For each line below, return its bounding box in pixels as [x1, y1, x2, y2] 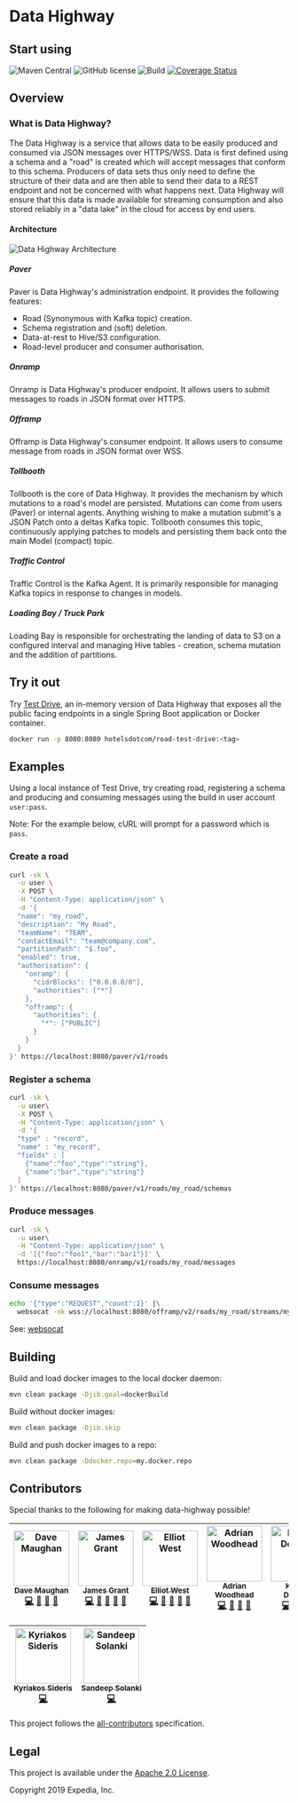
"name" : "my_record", [17, 1143, 101, 1151]
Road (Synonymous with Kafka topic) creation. [21, 313, 192, 323]
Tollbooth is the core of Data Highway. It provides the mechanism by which [9, 488, 284, 499]
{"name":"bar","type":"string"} [25, 1167, 145, 1176]
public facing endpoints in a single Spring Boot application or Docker [9, 708, 260, 718]
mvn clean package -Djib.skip [9, 1423, 122, 1432]
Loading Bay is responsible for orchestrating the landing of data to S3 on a [9, 630, 281, 641]
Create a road [9, 851, 69, 863]
